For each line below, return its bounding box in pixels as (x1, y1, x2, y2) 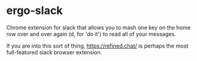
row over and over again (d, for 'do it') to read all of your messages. (6, 30, 176, 37)
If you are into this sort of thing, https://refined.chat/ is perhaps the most (6, 42, 189, 49)
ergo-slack (6, 4, 63, 18)
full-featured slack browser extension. (6, 48, 102, 56)
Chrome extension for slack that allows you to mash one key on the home (6, 24, 191, 31)
